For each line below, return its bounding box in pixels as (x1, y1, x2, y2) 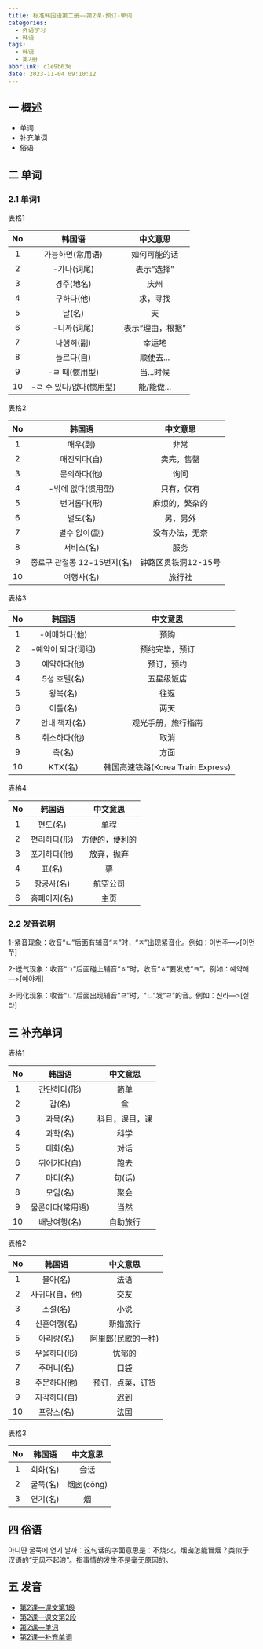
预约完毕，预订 (140, 644, 195, 655)
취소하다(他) (42, 733, 86, 744)
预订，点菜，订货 (93, 1377, 156, 1388)
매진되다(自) (60, 454, 104, 465)
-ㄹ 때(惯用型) (47, 367, 100, 378)
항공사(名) (34, 878, 71, 889)
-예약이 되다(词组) (31, 644, 97, 655)
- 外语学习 (15, 26, 46, 34)
